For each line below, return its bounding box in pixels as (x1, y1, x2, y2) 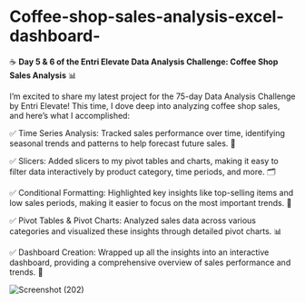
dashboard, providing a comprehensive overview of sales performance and (9, 257, 291, 268)
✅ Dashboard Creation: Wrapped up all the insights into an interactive (9, 247, 270, 258)
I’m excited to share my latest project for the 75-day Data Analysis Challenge (9, 91, 297, 102)
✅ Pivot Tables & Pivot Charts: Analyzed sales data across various (9, 215, 257, 226)
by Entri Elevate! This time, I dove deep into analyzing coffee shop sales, (9, 100, 280, 111)
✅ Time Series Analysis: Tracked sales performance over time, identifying (9, 127, 286, 138)
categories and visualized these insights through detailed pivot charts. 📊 (9, 225, 282, 237)
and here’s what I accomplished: (9, 110, 130, 121)
